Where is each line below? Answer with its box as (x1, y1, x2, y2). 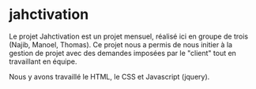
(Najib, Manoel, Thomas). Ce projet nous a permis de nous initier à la (9, 39, 232, 49)
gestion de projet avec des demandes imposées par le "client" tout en (9, 48, 236, 57)
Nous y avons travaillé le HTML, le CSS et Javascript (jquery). (9, 72, 210, 81)
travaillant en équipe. (9, 57, 77, 66)
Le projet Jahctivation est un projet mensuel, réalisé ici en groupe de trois (9, 32, 248, 41)
